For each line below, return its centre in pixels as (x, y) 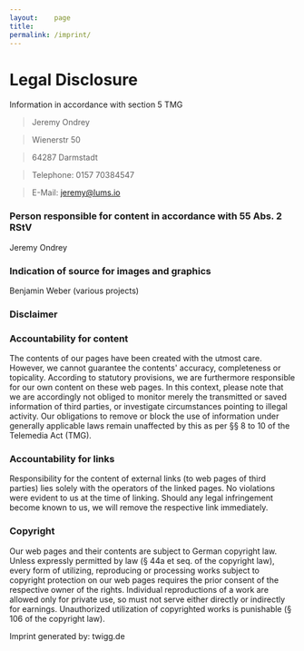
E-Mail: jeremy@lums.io (76, 192)
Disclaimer (34, 314)
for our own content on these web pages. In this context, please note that (147, 388)
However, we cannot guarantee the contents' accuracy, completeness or (145, 368)
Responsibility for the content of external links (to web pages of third (137, 478)
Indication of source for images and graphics (110, 271)
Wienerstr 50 (56, 140)
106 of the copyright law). (58, 618)
